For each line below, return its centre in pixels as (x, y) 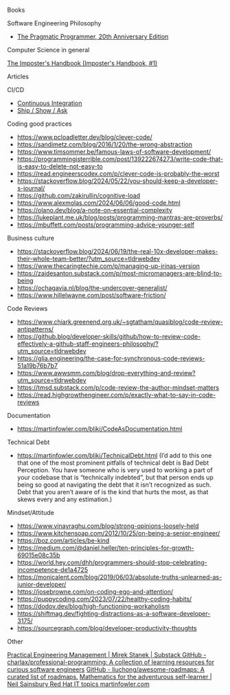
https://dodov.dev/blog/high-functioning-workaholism (93, 606)
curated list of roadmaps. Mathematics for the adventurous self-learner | (110, 677)
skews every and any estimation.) (64, 499)
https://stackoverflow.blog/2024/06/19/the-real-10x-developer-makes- (117, 251)
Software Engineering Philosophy (54, 23)
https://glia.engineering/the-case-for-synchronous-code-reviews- (111, 358)
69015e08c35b (38, 555)
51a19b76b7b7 (37, 366)
